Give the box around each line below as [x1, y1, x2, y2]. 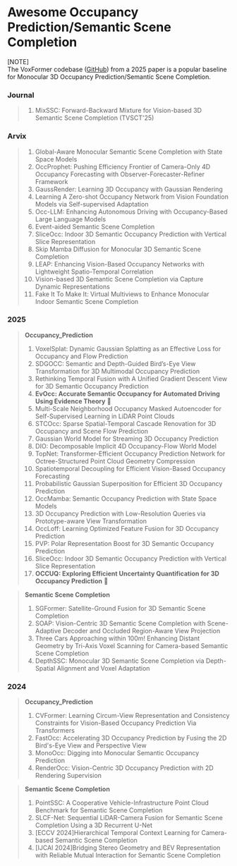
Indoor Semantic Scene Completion [35, 297, 139, 305]
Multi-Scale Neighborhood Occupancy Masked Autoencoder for [35, 404, 222, 413]
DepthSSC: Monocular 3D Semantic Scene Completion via [35, 657, 205, 665]
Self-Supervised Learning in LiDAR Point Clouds [35, 412, 175, 420]
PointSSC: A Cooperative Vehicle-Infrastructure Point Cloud [35, 798, 209, 807]
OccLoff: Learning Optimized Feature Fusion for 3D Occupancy [35, 524, 219, 532]
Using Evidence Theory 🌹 [35, 396, 111, 405]
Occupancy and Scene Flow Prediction [35, 427, 149, 435]
